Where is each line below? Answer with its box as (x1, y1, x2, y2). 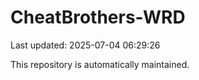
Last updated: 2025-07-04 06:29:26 (10, 39, 161, 51)
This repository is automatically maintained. (10, 58, 190, 70)
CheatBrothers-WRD (10, 6, 186, 29)
